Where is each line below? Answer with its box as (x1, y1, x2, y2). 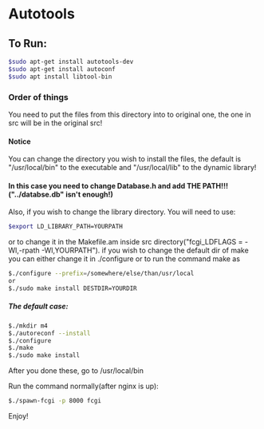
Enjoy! (8, 411, 30, 421)
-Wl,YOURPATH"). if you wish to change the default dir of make (41, 245, 249, 256)
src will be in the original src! (8, 117, 103, 128)
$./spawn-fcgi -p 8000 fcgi (8, 397, 102, 405)
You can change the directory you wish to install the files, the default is (8, 154, 242, 164)
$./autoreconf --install (8, 329, 91, 337)
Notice (8, 137, 31, 146)
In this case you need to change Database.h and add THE (8, 181, 202, 190)
